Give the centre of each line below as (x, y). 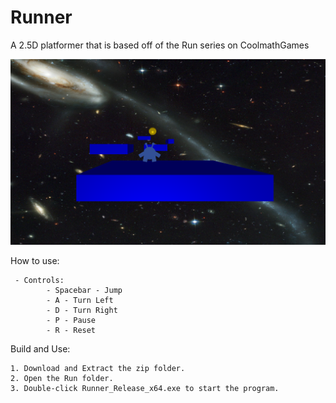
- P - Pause (71, 320)
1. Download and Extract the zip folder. (98, 368)
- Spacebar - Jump (84, 290)
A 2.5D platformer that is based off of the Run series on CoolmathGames (160, 45)
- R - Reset (71, 330)
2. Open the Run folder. (62, 378)
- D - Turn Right (82, 310)
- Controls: (39, 280)
